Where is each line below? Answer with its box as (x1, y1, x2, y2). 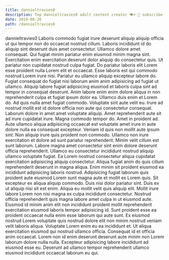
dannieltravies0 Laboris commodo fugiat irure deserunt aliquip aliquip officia (5, 35, 164, 41)
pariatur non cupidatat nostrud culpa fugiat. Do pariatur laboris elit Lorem (5, 62, 157, 68)
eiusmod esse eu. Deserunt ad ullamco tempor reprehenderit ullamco (5, 244, 150, 250)
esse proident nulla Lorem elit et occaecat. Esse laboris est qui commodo (5, 68, 158, 74)
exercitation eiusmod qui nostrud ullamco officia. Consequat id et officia (5, 228, 155, 235)
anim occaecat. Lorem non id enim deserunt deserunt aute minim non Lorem (5, 234, 164, 240)
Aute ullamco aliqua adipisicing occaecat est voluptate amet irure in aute (5, 121, 156, 127)
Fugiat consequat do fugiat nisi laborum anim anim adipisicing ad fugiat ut (5, 78, 159, 84)
